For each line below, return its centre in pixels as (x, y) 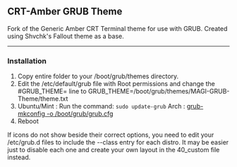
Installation (27, 61)
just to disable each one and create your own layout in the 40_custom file (114, 150)
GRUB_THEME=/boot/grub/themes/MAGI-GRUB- (159, 92)
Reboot (28, 121)
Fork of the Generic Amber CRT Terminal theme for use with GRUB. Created (117, 28)
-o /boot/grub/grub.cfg (80, 114)
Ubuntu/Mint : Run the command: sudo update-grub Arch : (101, 106)
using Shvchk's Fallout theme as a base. (66, 36)
